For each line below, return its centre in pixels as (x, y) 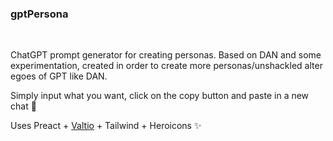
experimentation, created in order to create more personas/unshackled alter (166, 66)
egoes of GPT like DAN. (59, 76)
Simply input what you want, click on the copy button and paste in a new (160, 96)
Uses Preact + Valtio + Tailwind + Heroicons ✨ (106, 126)
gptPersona (39, 14)
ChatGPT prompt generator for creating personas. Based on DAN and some (166, 55)
